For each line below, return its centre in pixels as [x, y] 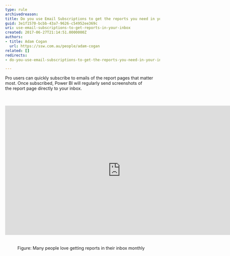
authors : [14, 37]
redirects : [16, 55]
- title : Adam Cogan [26, 42]
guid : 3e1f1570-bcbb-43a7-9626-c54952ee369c [51, 23]
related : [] [17, 51]
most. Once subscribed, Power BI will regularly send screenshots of [74, 83]
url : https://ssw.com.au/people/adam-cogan [55, 46]
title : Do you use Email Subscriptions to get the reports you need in [80, 19]
